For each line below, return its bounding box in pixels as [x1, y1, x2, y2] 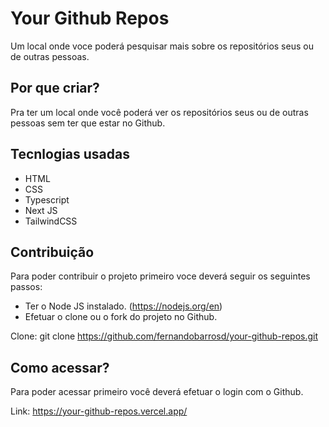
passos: [10, 281, 43, 293]
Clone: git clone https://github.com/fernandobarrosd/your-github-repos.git [10, 330, 319, 342]
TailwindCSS [24, 215, 78, 227]
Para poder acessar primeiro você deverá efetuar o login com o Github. [10, 386, 304, 398]
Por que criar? [10, 80, 100, 97]
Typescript [24, 193, 70, 206]
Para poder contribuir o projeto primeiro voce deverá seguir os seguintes [10, 270, 311, 282]
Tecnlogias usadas [10, 146, 130, 163]
